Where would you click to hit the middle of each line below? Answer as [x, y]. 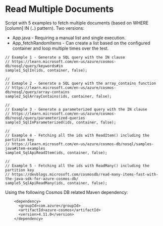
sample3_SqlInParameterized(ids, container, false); [61, 122]
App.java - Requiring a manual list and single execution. [69, 38]
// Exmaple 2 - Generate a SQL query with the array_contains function [81, 83]
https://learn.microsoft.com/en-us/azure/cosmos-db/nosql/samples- [83, 144]
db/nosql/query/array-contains [37, 92]
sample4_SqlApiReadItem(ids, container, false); [56, 153]
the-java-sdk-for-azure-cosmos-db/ [42, 179]
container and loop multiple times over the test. [60, 48]
